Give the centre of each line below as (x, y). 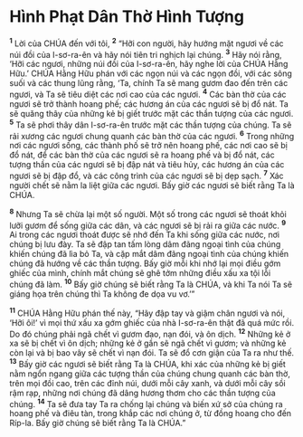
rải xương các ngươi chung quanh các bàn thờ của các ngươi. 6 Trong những (152, 135)
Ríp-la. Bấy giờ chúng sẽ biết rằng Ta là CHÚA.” (98, 423)
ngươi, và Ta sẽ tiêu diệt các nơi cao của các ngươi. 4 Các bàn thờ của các (148, 94)
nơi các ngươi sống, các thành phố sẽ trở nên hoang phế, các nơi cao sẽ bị (148, 146)
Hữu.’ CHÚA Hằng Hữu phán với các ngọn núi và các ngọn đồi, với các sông (151, 73)
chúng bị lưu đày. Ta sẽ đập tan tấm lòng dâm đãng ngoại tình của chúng (145, 244)
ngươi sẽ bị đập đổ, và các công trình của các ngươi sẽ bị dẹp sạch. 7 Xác (147, 175)
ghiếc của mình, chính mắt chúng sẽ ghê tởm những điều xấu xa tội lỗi (140, 273)
